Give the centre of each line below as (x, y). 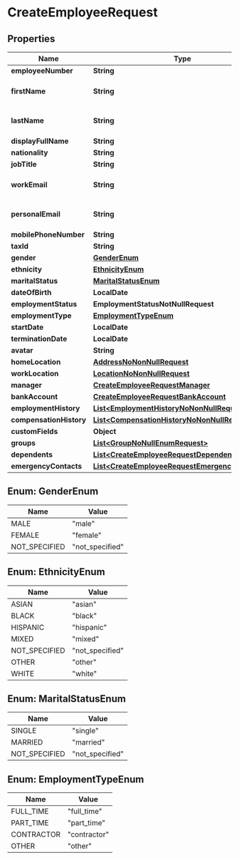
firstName (28, 91)
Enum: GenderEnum (53, 491)
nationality (30, 152)
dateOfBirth (31, 292)
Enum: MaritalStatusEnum (67, 699)
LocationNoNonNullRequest (141, 373)
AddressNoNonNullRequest (141, 362)
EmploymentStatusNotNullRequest (154, 304)
